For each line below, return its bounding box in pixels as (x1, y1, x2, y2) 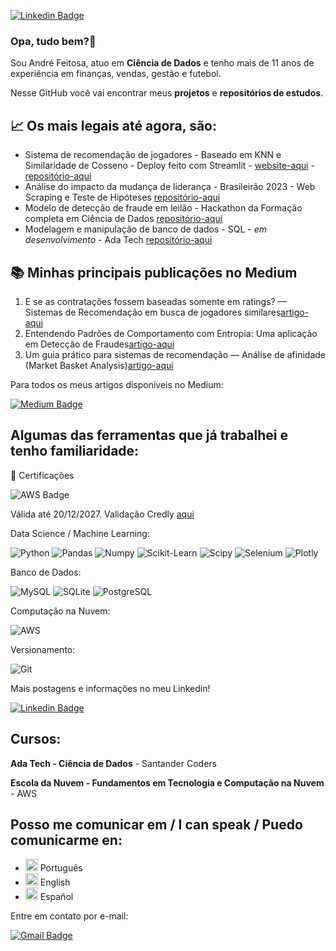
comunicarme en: (10, 831, 123, 849)
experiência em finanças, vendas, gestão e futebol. (10, 68, 222, 80)
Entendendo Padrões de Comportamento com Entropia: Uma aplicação (24, 327, 318, 339)
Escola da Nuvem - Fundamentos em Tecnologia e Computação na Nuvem (10, 776, 325, 789)
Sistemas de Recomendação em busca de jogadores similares (24, 306, 282, 318)
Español (39, 891, 74, 903)
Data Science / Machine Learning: (10, 527, 150, 539)
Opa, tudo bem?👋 (10, 34, 97, 48)
